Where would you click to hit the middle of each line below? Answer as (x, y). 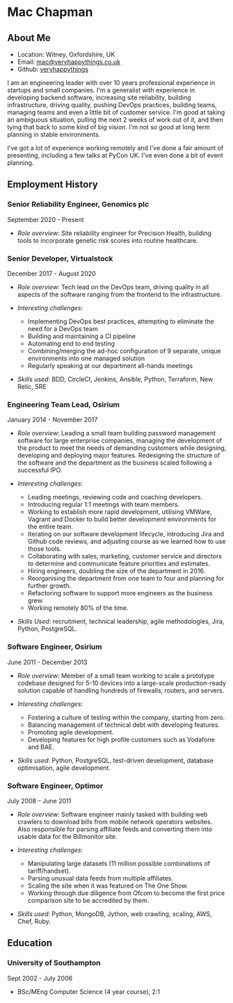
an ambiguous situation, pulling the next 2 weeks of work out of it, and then (115, 120)
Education (30, 943)
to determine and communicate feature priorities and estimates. (119, 563)
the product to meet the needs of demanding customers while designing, (122, 448)
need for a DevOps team (63, 328)
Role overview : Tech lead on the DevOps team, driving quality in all (113, 287)
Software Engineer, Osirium (55, 647)
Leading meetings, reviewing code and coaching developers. (115, 497)
